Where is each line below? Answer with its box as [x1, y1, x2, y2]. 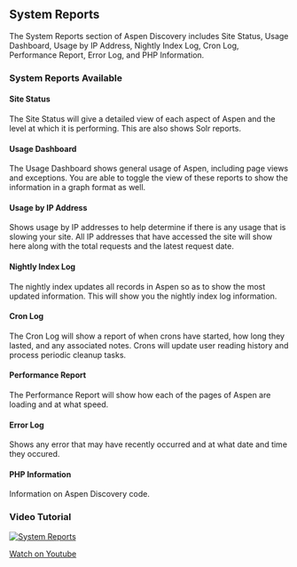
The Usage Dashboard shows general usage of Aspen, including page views [9, 164, 289, 174]
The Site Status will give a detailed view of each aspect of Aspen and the [9, 113, 276, 124]
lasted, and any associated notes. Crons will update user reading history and [9, 339, 289, 350]
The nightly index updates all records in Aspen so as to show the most [9, 281, 266, 291]
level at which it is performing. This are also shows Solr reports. [9, 123, 242, 133]
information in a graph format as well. [9, 182, 146, 193]
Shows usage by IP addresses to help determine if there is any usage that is [9, 222, 286, 233]
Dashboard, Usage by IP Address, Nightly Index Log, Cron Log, [9, 40, 239, 51]
